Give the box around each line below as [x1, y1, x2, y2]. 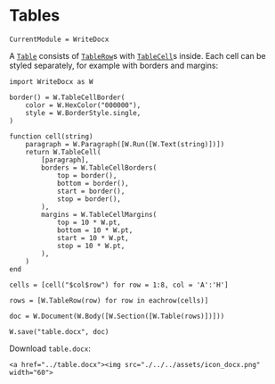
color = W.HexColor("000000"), [25, 100, 142, 110]
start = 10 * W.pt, [56, 233, 129, 242]
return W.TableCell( [25, 147, 101, 156]
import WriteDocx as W [9, 77, 93, 86]
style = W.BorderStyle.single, [25, 108, 142, 117]
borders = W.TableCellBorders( [41, 163, 158, 172]
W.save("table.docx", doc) [9, 327, 109, 336]
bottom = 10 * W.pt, [56, 225, 133, 235]
